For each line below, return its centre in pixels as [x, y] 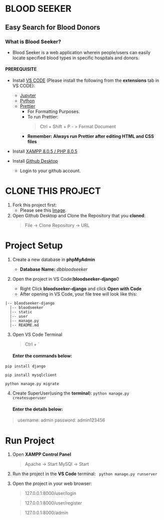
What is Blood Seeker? [33, 42]
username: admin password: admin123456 [61, 420]
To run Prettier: [43, 117]
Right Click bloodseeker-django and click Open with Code [80, 289]
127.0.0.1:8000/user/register [53, 503]
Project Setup [34, 246]
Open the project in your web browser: [52, 484]
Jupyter [28, 95]
